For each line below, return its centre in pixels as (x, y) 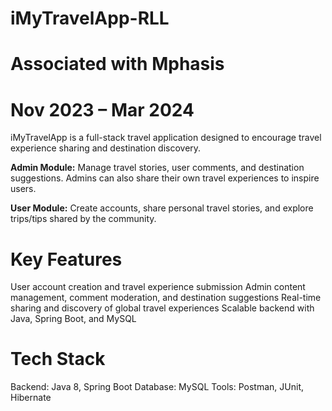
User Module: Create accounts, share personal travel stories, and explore (162, 208)
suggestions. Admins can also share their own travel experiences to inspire (165, 178)
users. (23, 189)
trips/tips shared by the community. (83, 219)
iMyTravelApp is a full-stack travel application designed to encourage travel (166, 138)
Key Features (66, 259)
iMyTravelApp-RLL (90, 18)
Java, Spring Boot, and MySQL (73, 319)
